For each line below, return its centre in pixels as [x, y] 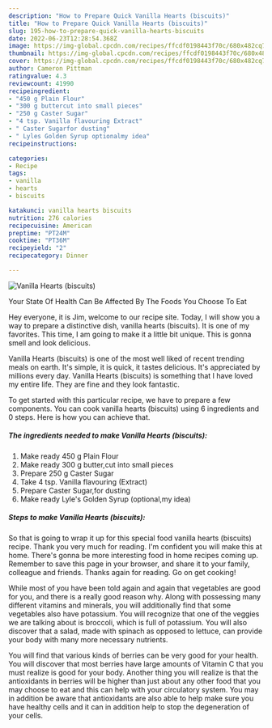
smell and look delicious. [49, 343]
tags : [17, 174]
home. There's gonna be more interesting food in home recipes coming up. [134, 555]
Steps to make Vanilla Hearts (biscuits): [77, 518]
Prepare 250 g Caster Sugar [67, 473]
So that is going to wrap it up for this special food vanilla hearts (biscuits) [130, 538]
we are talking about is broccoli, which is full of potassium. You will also [128, 622]
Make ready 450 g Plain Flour [69, 456]
